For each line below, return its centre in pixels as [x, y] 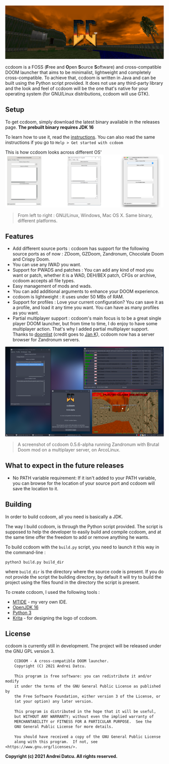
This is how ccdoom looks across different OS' [54, 152]
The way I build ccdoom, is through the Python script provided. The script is [84, 526]
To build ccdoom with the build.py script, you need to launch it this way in [82, 547]
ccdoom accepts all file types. [44, 281]
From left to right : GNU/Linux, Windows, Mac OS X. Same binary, [85, 215]
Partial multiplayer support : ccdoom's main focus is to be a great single [87, 318]
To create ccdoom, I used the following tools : [53, 592]
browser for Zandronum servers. [46, 340]
